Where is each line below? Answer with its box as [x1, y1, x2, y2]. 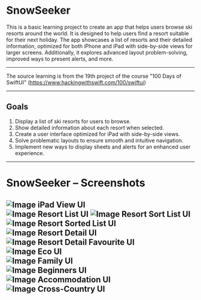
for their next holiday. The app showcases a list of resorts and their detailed [6, 36, 193, 43]
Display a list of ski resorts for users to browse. [14, 117, 132, 125]
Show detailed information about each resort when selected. [14, 124, 165, 131]
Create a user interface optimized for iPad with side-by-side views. [14, 130, 181, 138]
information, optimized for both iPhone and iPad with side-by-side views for [6, 43, 193, 50]
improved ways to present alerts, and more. [6, 55, 114, 62]
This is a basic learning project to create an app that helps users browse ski [6, 23, 193, 31]
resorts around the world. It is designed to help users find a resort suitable [6, 29, 190, 37]
